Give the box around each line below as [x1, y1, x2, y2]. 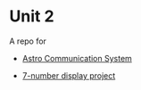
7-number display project [21, 70, 116, 81]
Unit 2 [9, 6, 55, 27]
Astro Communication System [21, 53, 132, 63]
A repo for [9, 36, 47, 46]
